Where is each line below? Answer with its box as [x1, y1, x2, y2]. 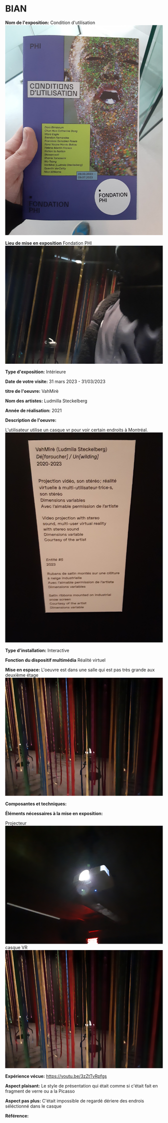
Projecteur [5, 820, 27, 826]
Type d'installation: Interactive [5, 648, 69, 654]
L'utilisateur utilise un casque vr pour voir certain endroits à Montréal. [5, 427, 148, 433]
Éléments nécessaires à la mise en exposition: [5, 811, 103, 817]
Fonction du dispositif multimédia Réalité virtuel [5, 657, 106, 663]
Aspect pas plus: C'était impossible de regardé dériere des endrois [5, 1098, 144, 1104]
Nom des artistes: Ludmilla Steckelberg [5, 398, 87, 404]
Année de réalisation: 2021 [5, 408, 62, 414]
